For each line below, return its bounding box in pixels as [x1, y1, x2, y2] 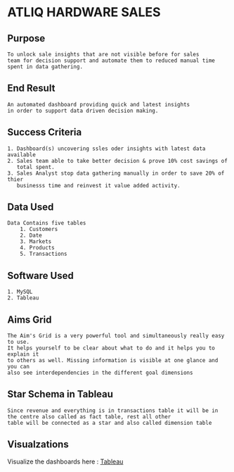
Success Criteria [7, 126, 82, 138]
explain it [7, 351, 39, 358]
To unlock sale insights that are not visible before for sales [7, 51, 200, 58]
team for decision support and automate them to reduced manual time [7, 57, 216, 64]
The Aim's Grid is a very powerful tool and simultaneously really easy [7, 333, 225, 340]
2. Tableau [7, 294, 39, 302]
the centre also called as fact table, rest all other [7, 413, 171, 420]
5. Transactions [20, 251, 68, 258]
